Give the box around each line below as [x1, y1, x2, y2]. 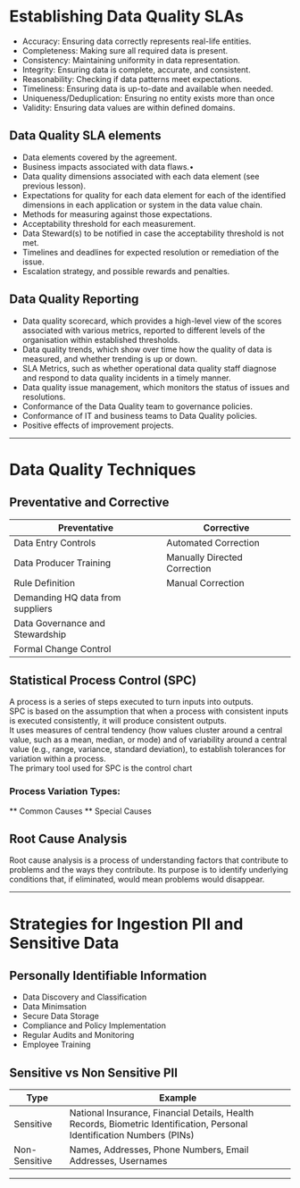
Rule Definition [13, 576, 76, 589]
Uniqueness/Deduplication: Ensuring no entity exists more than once [21, 92, 275, 104]
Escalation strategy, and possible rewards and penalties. [21, 265, 230, 276]
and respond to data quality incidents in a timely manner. [21, 372, 231, 383]
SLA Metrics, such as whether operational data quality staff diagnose [21, 363, 277, 373]
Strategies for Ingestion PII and [9, 914, 244, 934]
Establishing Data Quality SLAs [9, 6, 244, 27]
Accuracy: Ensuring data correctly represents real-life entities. [21, 36, 252, 46]
